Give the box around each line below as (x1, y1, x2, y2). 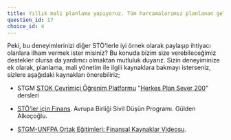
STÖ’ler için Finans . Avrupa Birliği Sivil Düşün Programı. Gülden (16, 104, 196, 113)
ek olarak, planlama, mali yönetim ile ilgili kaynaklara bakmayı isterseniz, (7, 63, 211, 72)
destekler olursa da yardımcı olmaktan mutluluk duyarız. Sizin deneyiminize (7, 56, 220, 65)
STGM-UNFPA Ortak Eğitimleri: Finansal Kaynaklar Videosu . (16, 125, 187, 134)
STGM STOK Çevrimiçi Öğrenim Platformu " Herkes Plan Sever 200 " (16, 84, 209, 93)
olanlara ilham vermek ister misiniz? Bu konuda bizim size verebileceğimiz (7, 49, 217, 57)
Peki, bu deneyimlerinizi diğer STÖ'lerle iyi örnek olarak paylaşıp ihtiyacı (7, 42, 211, 50)
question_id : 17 (7, 16, 54, 23)
